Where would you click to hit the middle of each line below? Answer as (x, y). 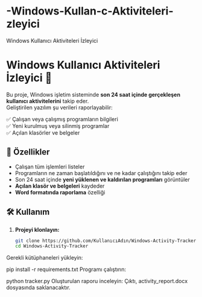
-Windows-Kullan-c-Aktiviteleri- (90, 11)
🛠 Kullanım (28, 212)
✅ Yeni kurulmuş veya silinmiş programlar (58, 126)
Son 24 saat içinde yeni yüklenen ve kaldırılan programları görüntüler (102, 179)
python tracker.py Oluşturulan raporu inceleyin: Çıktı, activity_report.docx (97, 281)
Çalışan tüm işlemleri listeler (50, 167)
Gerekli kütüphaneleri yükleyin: (45, 258)
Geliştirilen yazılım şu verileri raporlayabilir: (59, 107)
